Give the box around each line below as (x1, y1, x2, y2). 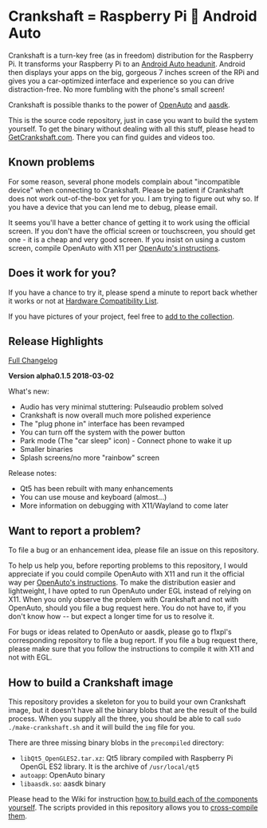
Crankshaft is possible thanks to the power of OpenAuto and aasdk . (8, 100, 231, 109)
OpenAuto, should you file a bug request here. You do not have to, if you (8, 603, 246, 613)
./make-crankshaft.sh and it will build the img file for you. (8, 723, 195, 731)
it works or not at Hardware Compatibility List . (8, 295, 159, 306)
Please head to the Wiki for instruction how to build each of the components (8, 794, 258, 803)
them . (8, 811, 28, 821)
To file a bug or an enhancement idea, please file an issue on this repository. (8, 545, 259, 555)
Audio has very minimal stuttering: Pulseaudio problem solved (19, 402, 224, 412)
